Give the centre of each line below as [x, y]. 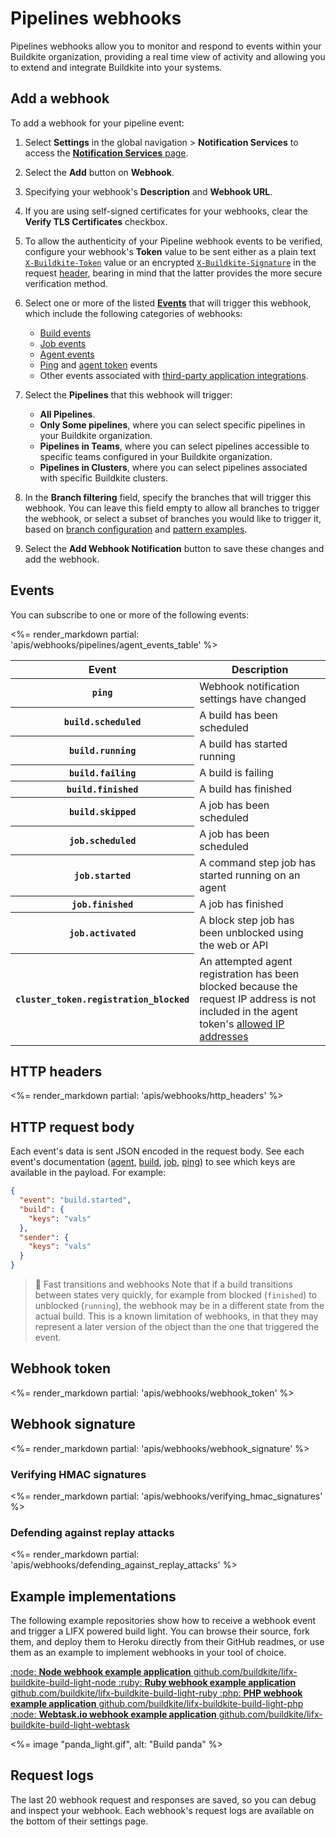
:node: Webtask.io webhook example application [113, 1714]
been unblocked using [251, 932]
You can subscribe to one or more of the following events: [130, 614]
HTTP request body [72, 1127]
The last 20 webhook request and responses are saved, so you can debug [163, 1799]
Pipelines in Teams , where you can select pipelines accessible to [174, 446]
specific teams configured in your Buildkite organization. [156, 456]
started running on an [250, 875]
